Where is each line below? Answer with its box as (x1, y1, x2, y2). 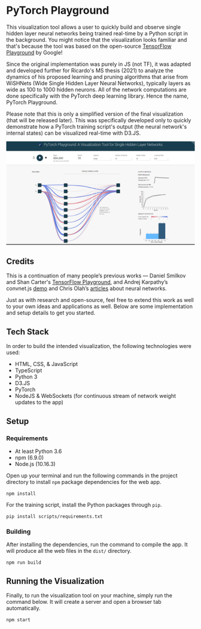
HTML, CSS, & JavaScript (14, 361, 78, 368)
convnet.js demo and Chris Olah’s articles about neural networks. (6, 285, 167, 292)
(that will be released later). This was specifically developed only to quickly (6, 116, 191, 123)
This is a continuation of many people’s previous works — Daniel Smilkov (6, 272, 186, 279)
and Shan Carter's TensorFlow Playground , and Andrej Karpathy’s (6, 279, 168, 286)
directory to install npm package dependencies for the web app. (6, 478, 162, 485)
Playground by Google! (6, 49, 63, 56)
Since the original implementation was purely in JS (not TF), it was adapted (6, 61, 191, 68)
